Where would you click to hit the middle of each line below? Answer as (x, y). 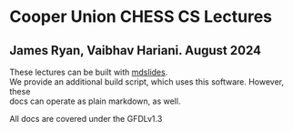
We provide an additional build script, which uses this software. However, (147, 82)
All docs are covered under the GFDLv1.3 (86, 119)
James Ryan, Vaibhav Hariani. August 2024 (136, 50)
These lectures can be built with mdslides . (89, 72)
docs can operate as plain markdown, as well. (95, 101)
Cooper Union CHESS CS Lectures (141, 17)
